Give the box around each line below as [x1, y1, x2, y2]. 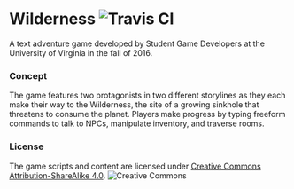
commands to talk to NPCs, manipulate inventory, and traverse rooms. [9, 118, 265, 129]
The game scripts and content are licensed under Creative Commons [9, 161, 261, 171]
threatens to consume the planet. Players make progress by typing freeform [9, 109, 286, 120]
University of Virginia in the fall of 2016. [9, 47, 153, 58]
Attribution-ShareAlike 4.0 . [9, 169, 106, 181]
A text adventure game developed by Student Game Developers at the [9, 38, 266, 49]
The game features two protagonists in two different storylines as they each [9, 90, 286, 101]
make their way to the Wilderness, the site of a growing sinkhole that [9, 99, 259, 110]
